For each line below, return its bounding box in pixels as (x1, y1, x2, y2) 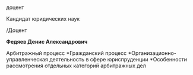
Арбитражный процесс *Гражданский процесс (6, 50, 127, 57)
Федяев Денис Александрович (6, 38, 88, 45)
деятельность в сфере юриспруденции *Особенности (49, 56, 188, 63)
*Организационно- (128, 50, 177, 57)
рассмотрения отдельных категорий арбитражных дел (6, 62, 147, 69)
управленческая (6, 56, 49, 63)
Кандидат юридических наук (6, 15, 80, 22)
